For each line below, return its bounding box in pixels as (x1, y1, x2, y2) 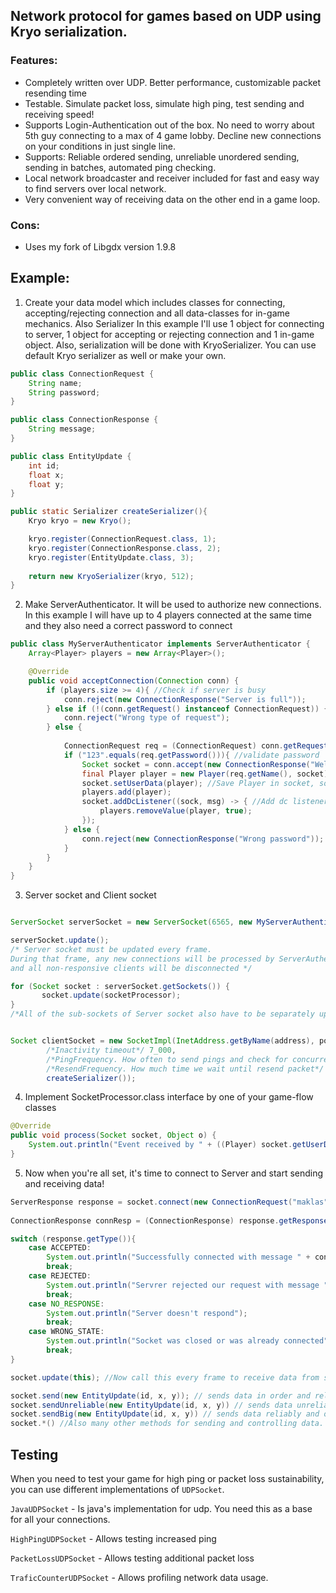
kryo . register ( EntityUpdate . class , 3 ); (28, 552, 195, 563)
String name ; (28, 378, 83, 388)
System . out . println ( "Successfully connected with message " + (46, 1252, 311, 1263)
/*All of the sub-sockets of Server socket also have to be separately (10, 1009, 315, 1019)
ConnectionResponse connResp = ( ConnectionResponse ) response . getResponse (10, 1215, 329, 1226)
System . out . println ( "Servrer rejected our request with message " (46, 1280, 329, 1290)
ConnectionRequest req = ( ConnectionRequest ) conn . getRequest (63, 741, 329, 751)
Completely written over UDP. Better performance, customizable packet (24, 76, 321, 88)
